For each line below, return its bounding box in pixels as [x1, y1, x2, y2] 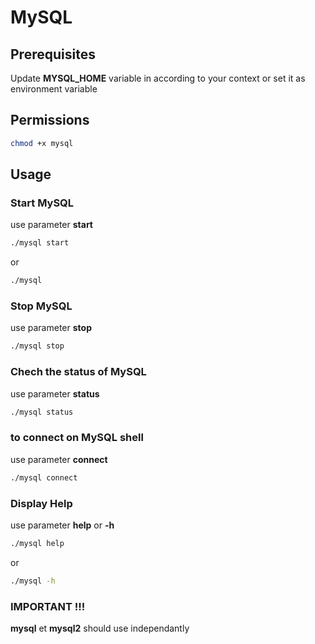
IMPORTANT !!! [10, 599, 86, 613]
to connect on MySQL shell [10, 431, 144, 445]
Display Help [10, 496, 73, 510]
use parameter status [10, 387, 100, 400]
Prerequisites [10, 46, 96, 63]
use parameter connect [10, 453, 108, 465]
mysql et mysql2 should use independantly [10, 622, 190, 634]
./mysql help [10, 538, 65, 548]
